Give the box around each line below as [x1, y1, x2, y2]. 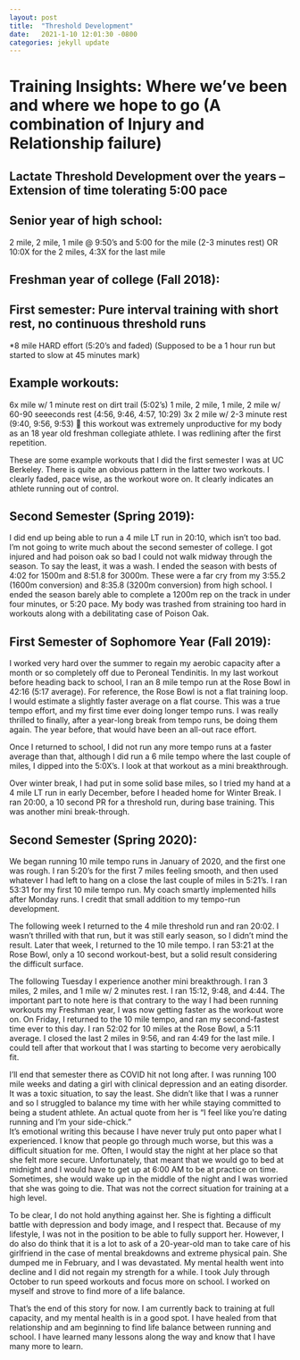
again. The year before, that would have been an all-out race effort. [9, 724, 257, 735]
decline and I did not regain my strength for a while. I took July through [9, 1267, 271, 1278]
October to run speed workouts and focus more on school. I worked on [9, 1276, 271, 1287]
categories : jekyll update [9, 38, 110, 47]
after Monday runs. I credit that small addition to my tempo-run [9, 894, 241, 905]
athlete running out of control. [9, 483, 119, 494]
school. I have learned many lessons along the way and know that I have [9, 1331, 276, 1342]
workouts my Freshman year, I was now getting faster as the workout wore [9, 1005, 284, 1015]
